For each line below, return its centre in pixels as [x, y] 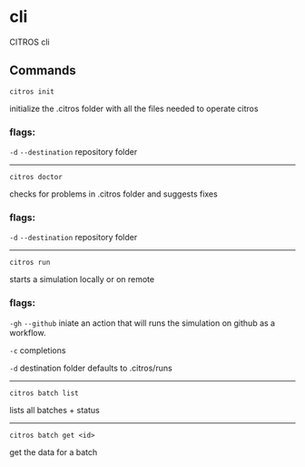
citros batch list [44, 393]
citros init [32, 91]
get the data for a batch [54, 452]
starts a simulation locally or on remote [82, 279]
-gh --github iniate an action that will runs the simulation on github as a [142, 323]
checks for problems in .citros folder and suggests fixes [113, 194]
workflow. [28, 332]
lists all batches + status [54, 410]
